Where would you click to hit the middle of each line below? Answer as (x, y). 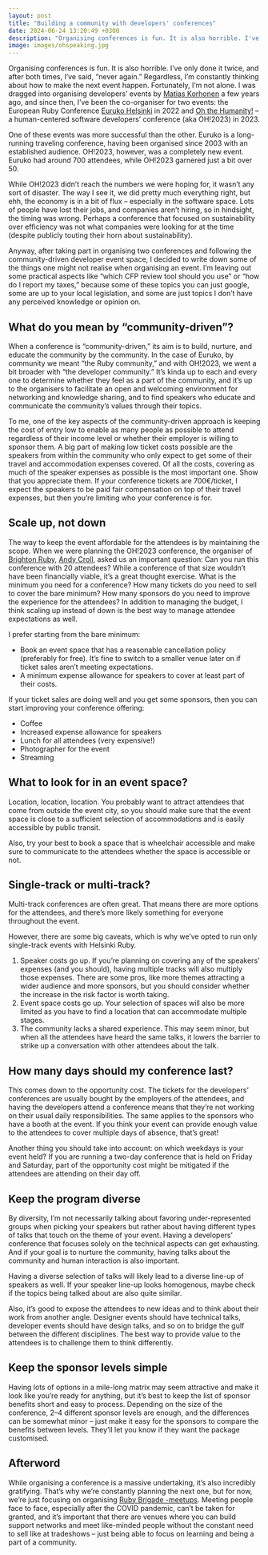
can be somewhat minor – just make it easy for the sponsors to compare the (134, 1421)
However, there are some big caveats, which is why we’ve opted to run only (133, 936)
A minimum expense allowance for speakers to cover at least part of (132, 675)
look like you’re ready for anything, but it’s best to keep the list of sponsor (129, 1395)
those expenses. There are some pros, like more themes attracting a (132, 978)
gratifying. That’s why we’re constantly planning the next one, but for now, (130, 1491)
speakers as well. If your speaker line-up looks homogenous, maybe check (132, 1284)
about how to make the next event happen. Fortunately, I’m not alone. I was (132, 86)
